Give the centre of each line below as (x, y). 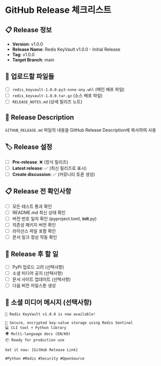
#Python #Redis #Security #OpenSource (45, 358)
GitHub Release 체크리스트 (58, 10)
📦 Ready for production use (35, 340)
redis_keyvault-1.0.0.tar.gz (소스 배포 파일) (57, 95)
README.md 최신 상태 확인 (39, 212)
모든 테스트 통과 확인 (32, 206)
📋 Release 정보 (29, 30)
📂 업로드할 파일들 (30, 77)
